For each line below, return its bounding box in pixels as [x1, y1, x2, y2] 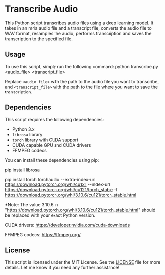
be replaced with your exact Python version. [5, 212, 96, 218]
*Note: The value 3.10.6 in [5, 201, 58, 207]
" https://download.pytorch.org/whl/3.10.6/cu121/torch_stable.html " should [5, 207, 156, 213]
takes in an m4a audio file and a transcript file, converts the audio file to [5, 25, 152, 31]
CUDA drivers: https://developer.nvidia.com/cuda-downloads [5, 222, 130, 228]
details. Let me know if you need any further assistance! [5, 265, 120, 271]
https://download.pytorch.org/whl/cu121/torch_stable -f [5, 186, 118, 192]
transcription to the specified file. [5, 36, 73, 42]
